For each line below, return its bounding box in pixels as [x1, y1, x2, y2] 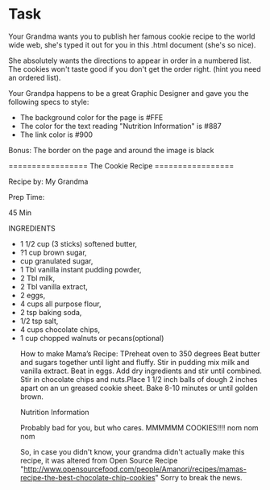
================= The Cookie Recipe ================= [8, 160, 235, 170]
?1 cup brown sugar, [19, 247, 87, 257]
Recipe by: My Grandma [8, 176, 89, 186]
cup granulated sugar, [19, 255, 93, 266]
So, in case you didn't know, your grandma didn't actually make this [19, 446, 245, 456]
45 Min [8, 207, 32, 218]
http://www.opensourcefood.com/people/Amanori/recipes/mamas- [23, 464, 247, 474]
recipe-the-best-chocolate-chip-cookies [19, 472, 156, 482]
